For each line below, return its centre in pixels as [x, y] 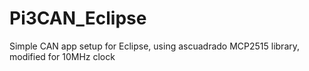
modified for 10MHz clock [62, 56]
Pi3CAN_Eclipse [78, 18]
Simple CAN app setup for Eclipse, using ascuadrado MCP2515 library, [155, 46]
